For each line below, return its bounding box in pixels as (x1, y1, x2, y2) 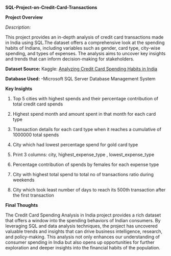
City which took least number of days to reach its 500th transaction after (12, 187, 166, 193)
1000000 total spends (12, 132, 59, 138)
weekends (12, 177, 35, 183)
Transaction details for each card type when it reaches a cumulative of (12, 126, 162, 132)
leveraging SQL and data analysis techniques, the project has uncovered (5, 223, 158, 229)
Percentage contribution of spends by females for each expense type (12, 161, 159, 167)
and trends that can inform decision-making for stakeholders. (5, 56, 134, 62)
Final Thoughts (5, 202, 38, 208)
